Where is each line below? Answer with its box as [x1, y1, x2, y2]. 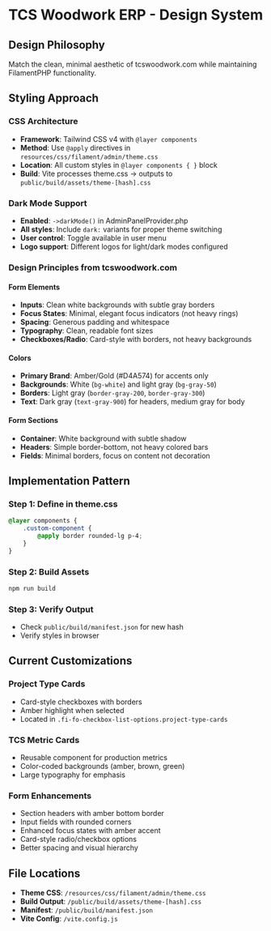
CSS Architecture [8, 116, 78, 127]
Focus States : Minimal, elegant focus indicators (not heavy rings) [19, 309, 239, 318]
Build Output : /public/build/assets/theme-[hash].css [19, 897, 202, 907]
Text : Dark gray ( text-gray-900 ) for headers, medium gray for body [19, 397, 245, 407]
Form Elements [8, 282, 61, 292]
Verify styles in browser [19, 630, 100, 641]
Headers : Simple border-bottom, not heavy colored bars [19, 442, 209, 451]
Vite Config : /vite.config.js [19, 914, 119, 924]
